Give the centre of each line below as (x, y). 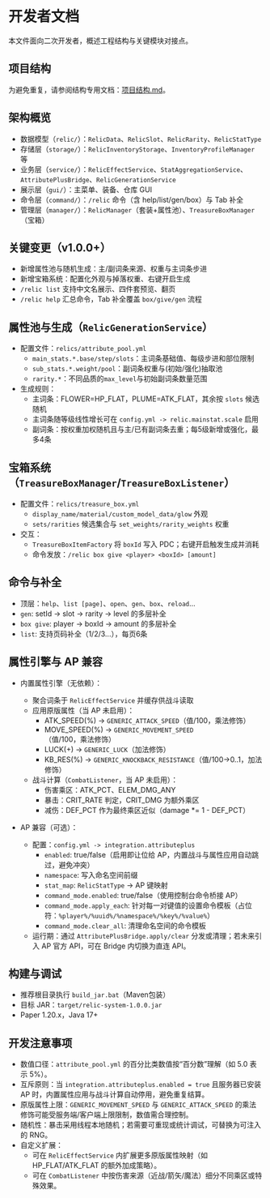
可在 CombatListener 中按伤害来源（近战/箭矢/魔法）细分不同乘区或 (143, 1175)
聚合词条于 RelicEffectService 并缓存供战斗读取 (113, 700)
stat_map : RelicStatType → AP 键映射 (106, 885)
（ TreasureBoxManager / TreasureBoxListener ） (122, 483)
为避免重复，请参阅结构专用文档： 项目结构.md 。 (89, 89)
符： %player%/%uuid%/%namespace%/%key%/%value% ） (129, 915)
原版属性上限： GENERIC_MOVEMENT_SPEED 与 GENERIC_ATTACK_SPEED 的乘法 (138, 1105)
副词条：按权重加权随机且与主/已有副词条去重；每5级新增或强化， (142, 430)
